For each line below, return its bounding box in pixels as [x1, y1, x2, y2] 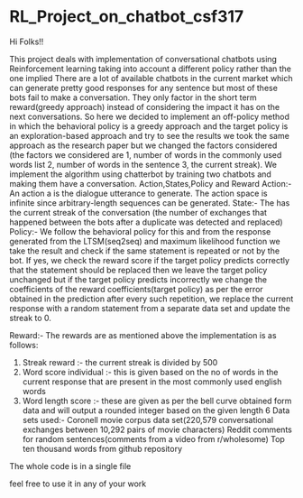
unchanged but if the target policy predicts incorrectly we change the [9, 273, 268, 285]
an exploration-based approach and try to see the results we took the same [9, 130, 290, 141]
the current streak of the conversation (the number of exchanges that [9, 207, 268, 217]
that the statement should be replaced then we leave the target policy [9, 264, 268, 275]
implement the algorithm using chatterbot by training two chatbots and [9, 169, 272, 180]
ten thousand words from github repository [22, 443, 183, 454]
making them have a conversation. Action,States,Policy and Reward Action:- [9, 178, 292, 189]
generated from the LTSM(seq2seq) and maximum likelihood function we [9, 235, 281, 246]
